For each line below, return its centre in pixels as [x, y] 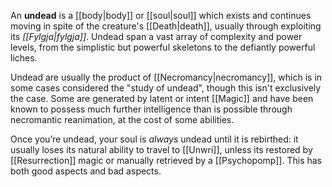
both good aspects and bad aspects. [86, 171]
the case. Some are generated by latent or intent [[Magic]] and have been [162, 98]
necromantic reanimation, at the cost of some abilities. [122, 119]
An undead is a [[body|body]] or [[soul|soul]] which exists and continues [161, 15]
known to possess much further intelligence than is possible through [151, 109]
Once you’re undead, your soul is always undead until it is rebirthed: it [154, 139]
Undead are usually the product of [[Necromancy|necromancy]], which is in [166, 77]
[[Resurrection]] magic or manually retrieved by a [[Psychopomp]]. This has [166, 160]
